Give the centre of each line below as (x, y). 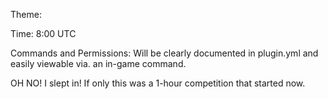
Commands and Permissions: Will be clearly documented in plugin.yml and (164, 53)
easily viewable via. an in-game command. (98, 63)
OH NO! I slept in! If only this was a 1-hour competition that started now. (158, 83)
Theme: (26, 14)
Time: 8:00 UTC (43, 33)
